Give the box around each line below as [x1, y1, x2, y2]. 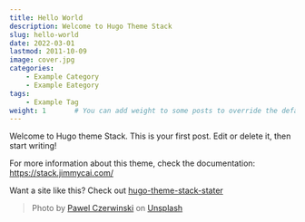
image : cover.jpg [9, 55, 75, 64]
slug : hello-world [9, 30, 79, 39]
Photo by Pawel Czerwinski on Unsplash [31, 203, 183, 214]
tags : [9, 89, 30, 98]
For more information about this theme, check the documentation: [9, 158, 256, 169]
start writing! [9, 140, 57, 151]
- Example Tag [25, 97, 79, 107]
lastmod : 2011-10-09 [9, 47, 88, 56]
